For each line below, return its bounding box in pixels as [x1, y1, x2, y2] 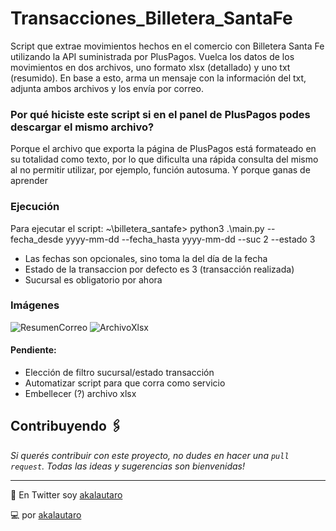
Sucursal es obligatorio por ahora [24, 273, 163, 286]
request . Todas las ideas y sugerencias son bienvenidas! [10, 460, 246, 472]
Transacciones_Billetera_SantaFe [10, 7, 293, 30]
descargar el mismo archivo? [10, 120, 155, 134]
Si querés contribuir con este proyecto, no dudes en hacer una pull [10, 449, 290, 461]
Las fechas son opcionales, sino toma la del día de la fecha [24, 252, 268, 264]
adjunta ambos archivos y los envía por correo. [10, 82, 205, 94]
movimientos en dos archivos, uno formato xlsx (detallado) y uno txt [10, 61, 291, 73]
